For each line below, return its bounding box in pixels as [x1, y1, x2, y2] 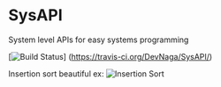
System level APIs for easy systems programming [8, 34, 189, 45]
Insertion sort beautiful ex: [8, 68, 104, 79]
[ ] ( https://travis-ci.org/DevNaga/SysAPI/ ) [8, 51, 213, 62]
